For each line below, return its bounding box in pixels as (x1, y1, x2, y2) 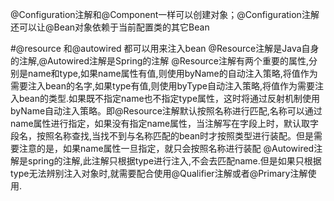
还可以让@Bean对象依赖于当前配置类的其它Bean (10, 21, 210, 33)
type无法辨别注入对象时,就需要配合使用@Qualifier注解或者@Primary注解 (10, 168, 308, 179)
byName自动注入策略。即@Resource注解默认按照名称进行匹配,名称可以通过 (10, 105, 323, 117)
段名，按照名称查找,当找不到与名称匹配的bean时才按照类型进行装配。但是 (10, 130, 315, 142)
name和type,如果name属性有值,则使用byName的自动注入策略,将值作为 (27, 68, 318, 79)
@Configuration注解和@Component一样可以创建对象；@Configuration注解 (10, 9, 320, 20)
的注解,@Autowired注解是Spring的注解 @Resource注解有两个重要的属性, (10, 55, 310, 67)
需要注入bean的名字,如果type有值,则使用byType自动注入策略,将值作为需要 (10, 80, 316, 92)
